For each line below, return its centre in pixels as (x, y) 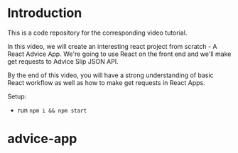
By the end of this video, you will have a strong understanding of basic (111, 75)
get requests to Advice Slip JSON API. (63, 61)
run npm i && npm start (52, 110)
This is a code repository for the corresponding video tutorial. (97, 33)
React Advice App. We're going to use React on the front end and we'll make (119, 54)
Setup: (17, 96)
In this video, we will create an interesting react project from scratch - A (113, 46)
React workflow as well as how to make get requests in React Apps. (106, 82)
